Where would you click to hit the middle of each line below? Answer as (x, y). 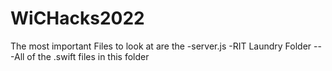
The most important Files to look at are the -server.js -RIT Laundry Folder (161, 46)
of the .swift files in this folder (88, 56)
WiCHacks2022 (77, 18)
